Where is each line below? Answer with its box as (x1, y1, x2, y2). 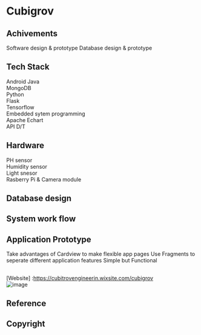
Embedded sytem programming (6, 110, 85, 117)
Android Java (6, 77, 40, 85)
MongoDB (6, 84, 31, 91)
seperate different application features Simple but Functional (6, 257, 157, 264)
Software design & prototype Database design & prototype (6, 44, 153, 51)
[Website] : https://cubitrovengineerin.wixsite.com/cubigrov (6, 274, 153, 282)
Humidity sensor (6, 163, 47, 170)
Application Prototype (6, 234, 92, 244)
